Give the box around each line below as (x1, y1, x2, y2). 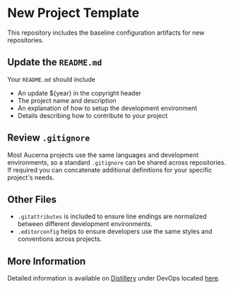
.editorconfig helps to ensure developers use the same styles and (17, 228, 213, 236)
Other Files (7, 193, 57, 206)
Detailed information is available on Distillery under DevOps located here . (7, 274, 220, 283)
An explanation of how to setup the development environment (17, 104, 198, 112)
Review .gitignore (7, 132, 90, 144)
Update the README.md (7, 57, 102, 69)
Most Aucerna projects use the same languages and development (7, 151, 199, 159)
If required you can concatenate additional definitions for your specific (7, 165, 213, 174)
